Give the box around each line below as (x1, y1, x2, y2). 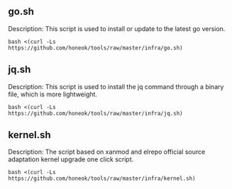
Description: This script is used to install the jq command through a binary (8, 82, 224, 91)
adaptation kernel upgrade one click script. (8, 155, 134, 164)
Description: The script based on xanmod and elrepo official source (8, 148, 206, 156)
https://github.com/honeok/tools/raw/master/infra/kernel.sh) (8, 175, 196, 183)
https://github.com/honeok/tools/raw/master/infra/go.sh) (8, 44, 183, 52)
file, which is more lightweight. (8, 90, 98, 98)
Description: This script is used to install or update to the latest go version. (8, 24, 226, 33)
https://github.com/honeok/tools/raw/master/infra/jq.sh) (8, 110, 183, 117)
